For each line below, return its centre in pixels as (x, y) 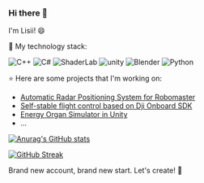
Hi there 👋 (28, 13)
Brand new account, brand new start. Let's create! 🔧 (96, 171)
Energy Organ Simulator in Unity (74, 115)
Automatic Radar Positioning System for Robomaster (108, 98)
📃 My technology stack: (48, 46)
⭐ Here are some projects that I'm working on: (85, 78)
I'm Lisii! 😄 (27, 31)
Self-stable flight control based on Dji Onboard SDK (106, 106)
